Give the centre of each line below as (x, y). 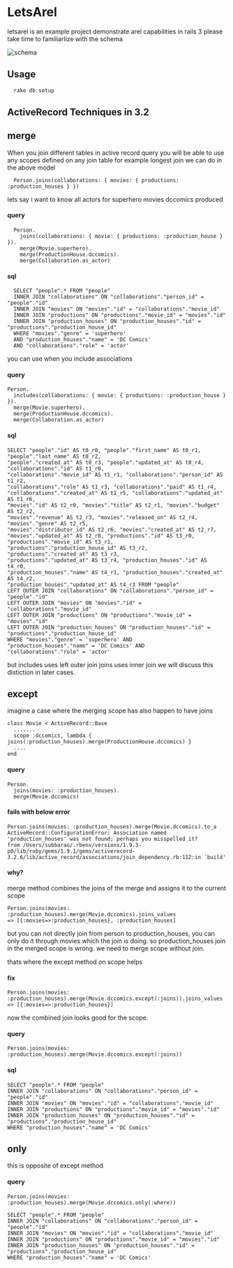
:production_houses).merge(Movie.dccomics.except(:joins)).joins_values (115, 999)
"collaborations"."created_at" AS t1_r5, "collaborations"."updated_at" (115, 493)
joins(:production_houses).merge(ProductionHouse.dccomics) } (99, 742)
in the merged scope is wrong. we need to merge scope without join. (106, 948)
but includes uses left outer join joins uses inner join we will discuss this (111, 664)
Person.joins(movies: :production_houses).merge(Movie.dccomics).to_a (112, 827)
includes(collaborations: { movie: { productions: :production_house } (120, 396)
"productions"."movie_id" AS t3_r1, (60, 542)
